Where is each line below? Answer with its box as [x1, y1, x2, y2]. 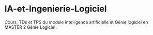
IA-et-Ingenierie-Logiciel [4, 3, 107, 14]
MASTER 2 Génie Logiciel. [4, 24, 57, 30]
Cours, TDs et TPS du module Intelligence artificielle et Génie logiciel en [4, 19, 148, 25]
